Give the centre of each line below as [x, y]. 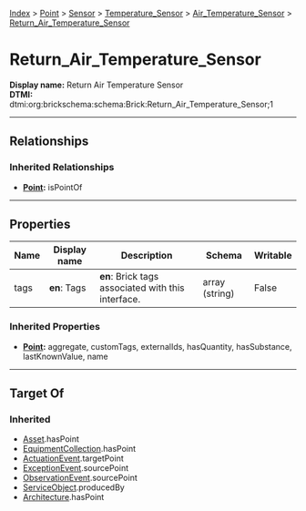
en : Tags [67, 288]
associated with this [142, 288]
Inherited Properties [55, 327]
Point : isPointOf [52, 187]
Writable [273, 256]
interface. [120, 300]
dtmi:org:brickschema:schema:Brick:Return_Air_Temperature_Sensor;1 [141, 104]
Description [147, 256]
